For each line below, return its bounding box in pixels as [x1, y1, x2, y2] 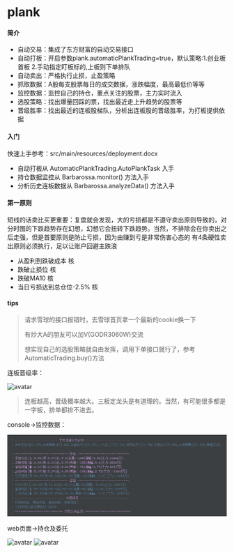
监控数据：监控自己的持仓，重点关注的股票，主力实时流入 [17, 89, 182, 98]
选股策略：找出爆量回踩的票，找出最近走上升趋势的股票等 [17, 98, 182, 106]
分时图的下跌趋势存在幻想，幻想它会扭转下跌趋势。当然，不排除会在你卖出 [7, 224, 221, 232]
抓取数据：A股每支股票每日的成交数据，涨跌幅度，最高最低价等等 [17, 80, 205, 89]
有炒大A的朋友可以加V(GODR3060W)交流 [24, 331, 144, 338]
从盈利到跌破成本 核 [17, 256, 75, 265]
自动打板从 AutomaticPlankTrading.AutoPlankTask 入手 [17, 164, 175, 172]
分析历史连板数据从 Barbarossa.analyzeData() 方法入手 [17, 181, 175, 190]
